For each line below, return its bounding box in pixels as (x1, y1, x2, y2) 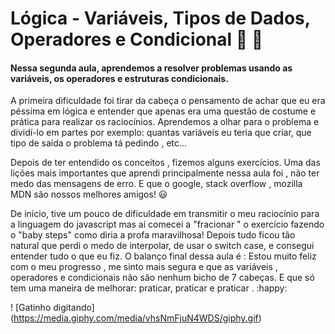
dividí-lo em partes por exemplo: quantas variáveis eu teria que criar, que (10, 127, 312, 139)
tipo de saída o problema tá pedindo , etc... (10, 137, 188, 149)
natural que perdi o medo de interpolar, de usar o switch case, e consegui (10, 240, 315, 252)
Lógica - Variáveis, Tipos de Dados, (10, 7, 311, 30)
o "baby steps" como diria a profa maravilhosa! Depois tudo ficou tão (10, 229, 296, 241)
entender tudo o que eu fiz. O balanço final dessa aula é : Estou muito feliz (10, 250, 317, 262)
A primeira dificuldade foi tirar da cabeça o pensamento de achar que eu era (10, 95, 326, 107)
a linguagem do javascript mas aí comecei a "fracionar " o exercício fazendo (10, 218, 325, 231)
